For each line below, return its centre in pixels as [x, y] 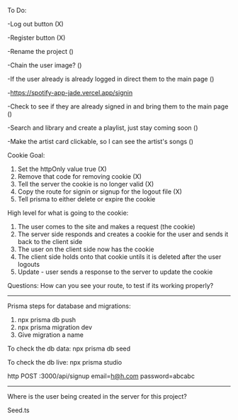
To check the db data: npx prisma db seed [69, 348]
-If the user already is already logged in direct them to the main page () [111, 79]
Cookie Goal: [26, 155]
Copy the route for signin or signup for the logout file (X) [100, 192]
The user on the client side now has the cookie [86, 249]
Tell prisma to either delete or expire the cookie [86, 199]
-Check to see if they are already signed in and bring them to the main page [118, 106]
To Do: [17, 10]
